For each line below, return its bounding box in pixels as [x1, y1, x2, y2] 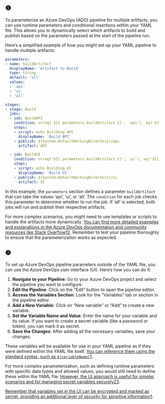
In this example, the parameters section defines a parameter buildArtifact [5, 189, 156, 194]
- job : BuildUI [9, 152, 41, 157]
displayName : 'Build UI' [18, 170, 69, 175]
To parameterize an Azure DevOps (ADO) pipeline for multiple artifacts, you [5, 17, 158, 23]
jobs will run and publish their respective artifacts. [5, 204, 107, 210]
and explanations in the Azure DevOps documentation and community [5, 224, 147, 230]
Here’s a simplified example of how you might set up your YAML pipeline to [5, 42, 157, 48]
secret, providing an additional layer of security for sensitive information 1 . [5, 394, 154, 400]
